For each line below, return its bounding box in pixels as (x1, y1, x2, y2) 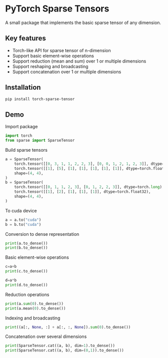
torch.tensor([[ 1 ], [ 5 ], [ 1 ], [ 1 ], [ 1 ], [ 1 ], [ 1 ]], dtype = (14, 166, 140, 171)
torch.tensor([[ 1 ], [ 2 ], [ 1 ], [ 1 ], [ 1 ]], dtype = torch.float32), (14, 189, 151, 194)
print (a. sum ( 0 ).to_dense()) (5, 301, 64, 306)
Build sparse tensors (5, 147, 47, 153)
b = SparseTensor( (5, 180, 43, 185)
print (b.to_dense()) (5, 245, 48, 250)
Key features (5, 34, 46, 43)
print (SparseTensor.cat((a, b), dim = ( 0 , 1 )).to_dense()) (5, 348, 124, 353)
